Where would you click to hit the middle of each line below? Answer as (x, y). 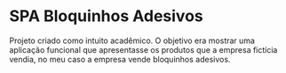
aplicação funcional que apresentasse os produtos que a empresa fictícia (143, 49)
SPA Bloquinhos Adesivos (106, 16)
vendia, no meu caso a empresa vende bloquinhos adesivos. (120, 59)
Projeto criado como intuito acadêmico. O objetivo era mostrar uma (132, 40)
